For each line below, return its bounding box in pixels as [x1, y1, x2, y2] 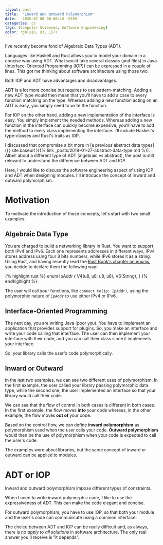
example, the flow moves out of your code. [5, 412, 91, 418]
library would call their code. [5, 393, 62, 399]
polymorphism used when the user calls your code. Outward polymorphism [5, 427, 158, 433]
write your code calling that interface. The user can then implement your [5, 330, 150, 336]
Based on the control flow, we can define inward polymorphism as [5, 422, 140, 428]
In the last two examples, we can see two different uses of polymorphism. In [5, 377, 158, 383]
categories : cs [5, 20, 36, 26]
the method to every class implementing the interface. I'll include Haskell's [5, 128, 154, 133]
